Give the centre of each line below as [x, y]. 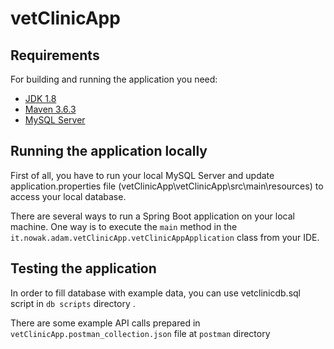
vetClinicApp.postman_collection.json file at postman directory [140, 333]
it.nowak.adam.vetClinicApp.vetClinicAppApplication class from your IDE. [165, 237]
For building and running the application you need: [114, 79]
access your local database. [68, 196]
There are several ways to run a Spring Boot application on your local [152, 216]
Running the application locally [109, 151]
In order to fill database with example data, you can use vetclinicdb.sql [155, 293]
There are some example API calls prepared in [105, 323]
